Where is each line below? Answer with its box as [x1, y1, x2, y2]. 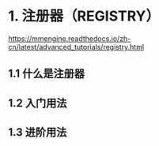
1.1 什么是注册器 [8, 67, 85, 80]
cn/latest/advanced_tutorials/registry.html [8, 42, 145, 51]
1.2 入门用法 [8, 96, 67, 110]
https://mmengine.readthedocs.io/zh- [8, 33, 131, 43]
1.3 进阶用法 [8, 125, 67, 139]
